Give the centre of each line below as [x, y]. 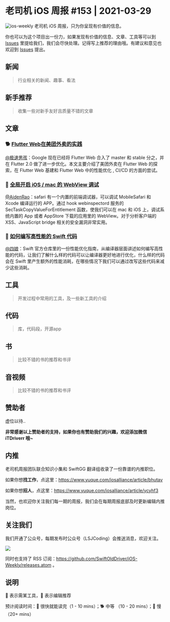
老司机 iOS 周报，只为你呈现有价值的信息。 [79, 26]
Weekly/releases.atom [28, 565]
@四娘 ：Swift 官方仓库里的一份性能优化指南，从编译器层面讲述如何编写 [80, 248]
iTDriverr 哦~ [19, 438]
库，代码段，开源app [39, 329]
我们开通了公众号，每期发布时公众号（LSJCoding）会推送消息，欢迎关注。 [83, 538]
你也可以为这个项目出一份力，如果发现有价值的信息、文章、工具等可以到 [80, 37]
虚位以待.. [16, 421]
